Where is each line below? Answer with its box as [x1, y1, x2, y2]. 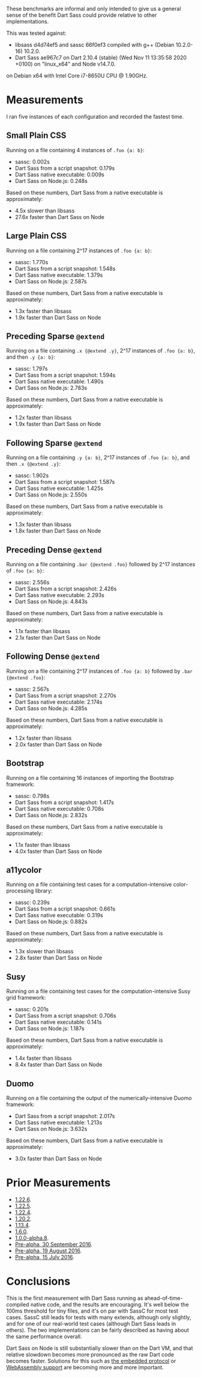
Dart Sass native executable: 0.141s [14, 1018, 102, 1026]
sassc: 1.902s [14, 472, 49, 479]
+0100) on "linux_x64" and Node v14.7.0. [14, 60, 116, 67]
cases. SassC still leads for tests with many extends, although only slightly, [6, 1313, 191, 1320]
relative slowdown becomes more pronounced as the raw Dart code [6, 1351, 174, 1358]
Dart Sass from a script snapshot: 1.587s [14, 478, 115, 486]
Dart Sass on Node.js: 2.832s [14, 811, 88, 818]
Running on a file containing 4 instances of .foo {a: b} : [6, 146, 145, 153]
